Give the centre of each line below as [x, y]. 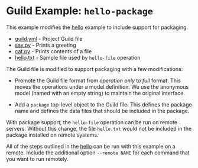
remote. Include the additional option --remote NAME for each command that [98, 153]
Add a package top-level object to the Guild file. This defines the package [103, 104]
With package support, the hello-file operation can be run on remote [92, 122]
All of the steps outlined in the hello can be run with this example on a [91, 146]
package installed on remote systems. [52, 135]
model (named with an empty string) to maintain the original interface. [100, 93]
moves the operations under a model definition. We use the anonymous [102, 86]
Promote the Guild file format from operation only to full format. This [98, 80]
